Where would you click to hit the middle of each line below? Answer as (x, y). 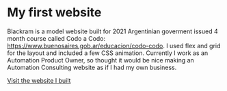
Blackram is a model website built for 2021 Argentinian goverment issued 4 (112, 31)
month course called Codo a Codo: (56, 38)
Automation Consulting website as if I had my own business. (92, 67)
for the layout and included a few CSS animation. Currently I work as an (108, 53)
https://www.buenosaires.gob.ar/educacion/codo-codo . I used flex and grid (114, 45)
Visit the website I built (39, 80)
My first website (54, 13)
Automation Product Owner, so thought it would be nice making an (101, 60)
